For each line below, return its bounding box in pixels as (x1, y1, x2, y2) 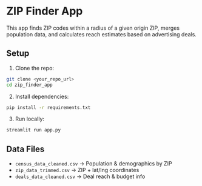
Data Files (6, 144, 45, 154)
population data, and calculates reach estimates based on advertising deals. (6, 30, 197, 38)
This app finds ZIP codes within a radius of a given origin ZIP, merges (6, 24, 180, 32)
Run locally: (15, 115, 44, 122)
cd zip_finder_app (6, 82, 53, 88)
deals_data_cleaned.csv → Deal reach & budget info (15, 173, 146, 180)
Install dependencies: (15, 93, 69, 100)
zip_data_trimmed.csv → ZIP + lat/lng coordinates (15, 167, 140, 174)
